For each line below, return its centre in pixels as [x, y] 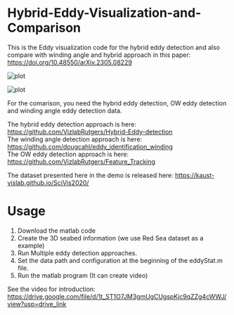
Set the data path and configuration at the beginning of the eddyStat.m [120, 260]
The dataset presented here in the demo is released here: [90, 175]
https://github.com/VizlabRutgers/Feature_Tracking [82, 161]
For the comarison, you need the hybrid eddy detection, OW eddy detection [117, 103]
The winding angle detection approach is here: [75, 139]
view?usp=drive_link [37, 304]
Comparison [44, 28]
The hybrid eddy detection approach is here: [72, 124]
